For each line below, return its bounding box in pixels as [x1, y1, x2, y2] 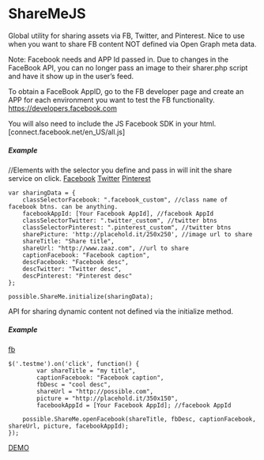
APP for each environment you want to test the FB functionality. [8, 95, 215, 104]
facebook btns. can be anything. [8, 202, 119, 210]
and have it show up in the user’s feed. [8, 71, 134, 81]
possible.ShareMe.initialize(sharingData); [8, 292, 154, 300]
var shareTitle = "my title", [36, 367, 136, 375]
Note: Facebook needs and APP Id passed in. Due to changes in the [8, 55, 229, 64]
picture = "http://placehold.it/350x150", [36, 394, 179, 402]
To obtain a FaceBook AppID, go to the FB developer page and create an [8, 86, 244, 96]
